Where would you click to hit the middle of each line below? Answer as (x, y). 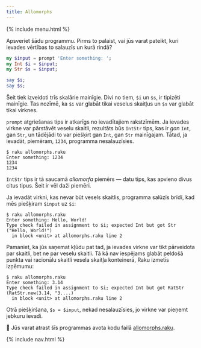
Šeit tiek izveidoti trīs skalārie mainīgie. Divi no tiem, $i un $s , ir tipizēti (93, 97)
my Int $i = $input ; (32, 64)
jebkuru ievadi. (25, 316)
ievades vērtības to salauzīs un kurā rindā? (59, 47)
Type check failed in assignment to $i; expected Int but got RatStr (95, 288)
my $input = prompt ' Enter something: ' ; (59, 58)
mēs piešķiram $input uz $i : (41, 204)
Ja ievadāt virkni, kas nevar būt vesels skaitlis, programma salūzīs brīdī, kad (100, 197)
